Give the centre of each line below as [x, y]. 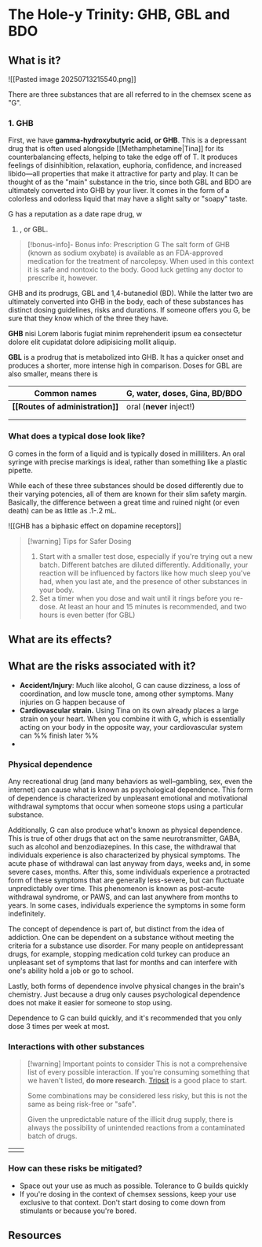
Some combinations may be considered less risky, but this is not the [137, 1096]
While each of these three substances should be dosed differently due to [126, 485]
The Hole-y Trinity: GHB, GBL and [119, 15]
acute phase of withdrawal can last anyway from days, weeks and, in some [129, 864]
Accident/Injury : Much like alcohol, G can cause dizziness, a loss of [130, 685]
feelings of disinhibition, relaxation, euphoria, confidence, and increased [125, 165]
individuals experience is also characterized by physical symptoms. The [124, 855]
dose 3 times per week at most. [59, 1027]
